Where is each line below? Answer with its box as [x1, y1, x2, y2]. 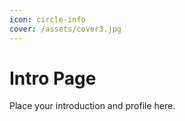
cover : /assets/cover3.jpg [9, 24, 122, 34]
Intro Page [9, 67, 97, 90]
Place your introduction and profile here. [9, 100, 176, 112]
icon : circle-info [9, 14, 86, 25]
